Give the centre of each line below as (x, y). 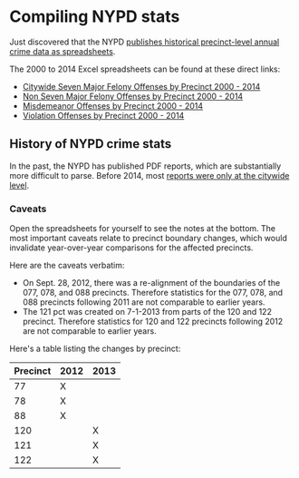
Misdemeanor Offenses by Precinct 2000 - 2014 (113, 105)
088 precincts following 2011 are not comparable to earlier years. (144, 302)
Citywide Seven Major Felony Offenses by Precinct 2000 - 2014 (141, 86)
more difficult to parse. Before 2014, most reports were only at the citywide (149, 175)
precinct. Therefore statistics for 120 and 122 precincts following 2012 (153, 322)
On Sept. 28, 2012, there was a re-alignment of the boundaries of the (151, 283)
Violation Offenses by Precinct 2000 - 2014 (103, 115)
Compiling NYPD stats (95, 17)
